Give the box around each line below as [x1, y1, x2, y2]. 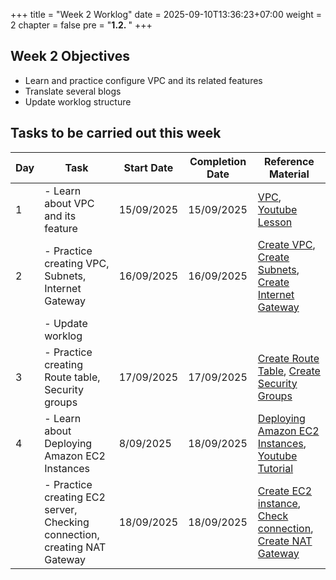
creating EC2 [44, 490, 106, 504]
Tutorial [257, 461, 294, 475]
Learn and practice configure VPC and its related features [24, 74, 263, 86]
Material [268, 167, 310, 181]
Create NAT [257, 534, 313, 548]
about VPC [44, 196, 95, 210]
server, [44, 502, 78, 516]
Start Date [123, 160, 174, 174]
